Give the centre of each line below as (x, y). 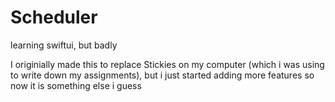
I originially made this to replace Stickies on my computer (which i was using (167, 64)
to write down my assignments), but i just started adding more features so (162, 75)
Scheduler (54, 17)
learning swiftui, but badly (64, 45)
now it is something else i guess (76, 85)
